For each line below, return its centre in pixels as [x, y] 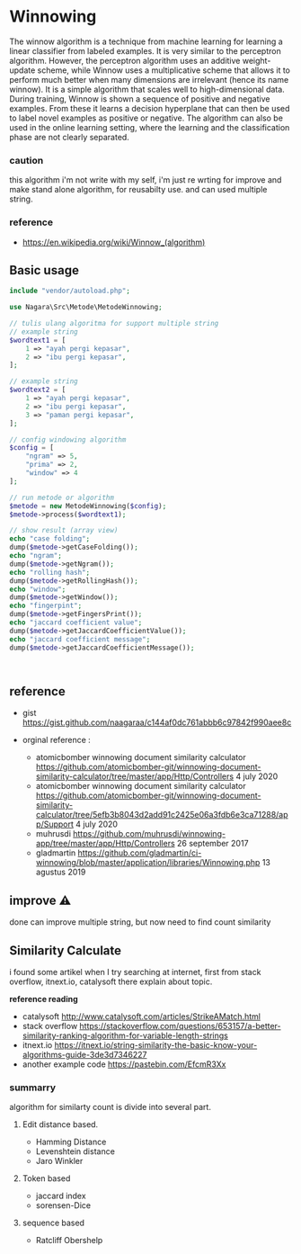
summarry [33, 1088]
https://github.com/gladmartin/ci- [140, 853]
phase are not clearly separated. [70, 137]
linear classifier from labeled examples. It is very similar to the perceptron [145, 50]
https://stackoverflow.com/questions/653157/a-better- [180, 1026]
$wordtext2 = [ [38, 390]
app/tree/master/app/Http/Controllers [105, 844]
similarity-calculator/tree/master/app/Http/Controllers [135, 776]
